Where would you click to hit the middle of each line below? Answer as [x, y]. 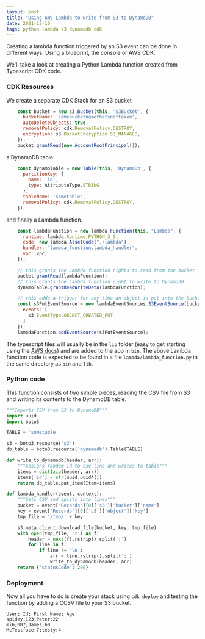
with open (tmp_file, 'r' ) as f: [58, 533]
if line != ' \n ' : [61, 551]
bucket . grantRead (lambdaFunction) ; [63, 276]
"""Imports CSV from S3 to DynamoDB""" [57, 410]
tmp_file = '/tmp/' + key [50, 516]
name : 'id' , [44, 180]
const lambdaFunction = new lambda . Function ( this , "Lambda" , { [99, 231]
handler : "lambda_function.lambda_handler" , [80, 248]
